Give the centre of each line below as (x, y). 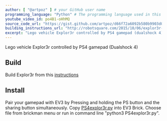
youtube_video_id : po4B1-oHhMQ (38, 19)
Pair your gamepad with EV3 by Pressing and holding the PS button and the (83, 102)
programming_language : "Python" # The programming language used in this (83, 14)
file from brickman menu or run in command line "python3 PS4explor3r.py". (83, 113)
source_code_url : (23, 24)
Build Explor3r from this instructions (42, 75)
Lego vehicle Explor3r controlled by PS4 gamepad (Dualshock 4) (72, 47)
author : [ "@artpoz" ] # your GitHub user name (55, 10)
